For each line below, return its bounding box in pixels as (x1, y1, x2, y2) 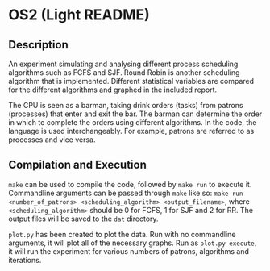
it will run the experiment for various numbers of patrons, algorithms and (8, 246, 250, 256)
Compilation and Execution (8, 158, 147, 172)
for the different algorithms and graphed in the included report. (8, 85, 218, 94)
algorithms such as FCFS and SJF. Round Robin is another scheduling (8, 68, 240, 77)
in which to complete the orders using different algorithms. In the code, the (8, 118, 257, 127)
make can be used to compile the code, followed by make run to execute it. (8, 179, 252, 189)
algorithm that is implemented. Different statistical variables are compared (8, 77, 255, 85)
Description (8, 38, 69, 52)
